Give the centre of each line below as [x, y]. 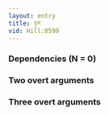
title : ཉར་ [25, 23]
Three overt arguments [55, 102]
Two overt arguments [51, 80]
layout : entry [32, 16]
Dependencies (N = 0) [52, 59]
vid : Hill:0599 [34, 31]
